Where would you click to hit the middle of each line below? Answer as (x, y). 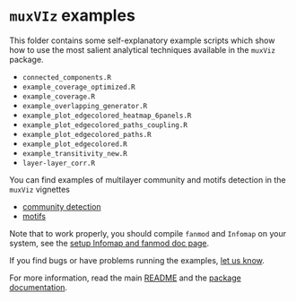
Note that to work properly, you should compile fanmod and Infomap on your (148, 233)
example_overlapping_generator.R (85, 106)
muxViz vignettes (39, 189)
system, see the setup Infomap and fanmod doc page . (109, 243)
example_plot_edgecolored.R (74, 144)
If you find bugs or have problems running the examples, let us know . (137, 260)
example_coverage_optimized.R (79, 87)
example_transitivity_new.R (74, 153)
